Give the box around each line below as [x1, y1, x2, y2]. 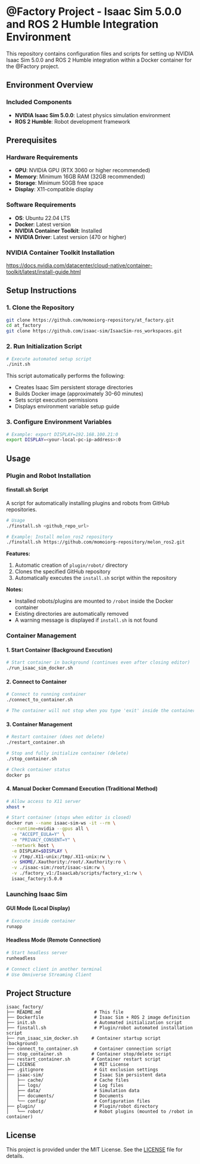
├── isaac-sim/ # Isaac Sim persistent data [6, 1072, 167, 1078]
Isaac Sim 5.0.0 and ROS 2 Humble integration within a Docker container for [6, 56, 192, 63]
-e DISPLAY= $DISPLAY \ [11, 848, 68, 854]
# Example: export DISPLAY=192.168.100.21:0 [6, 431, 118, 438]
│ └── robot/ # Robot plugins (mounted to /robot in [6, 1108, 193, 1115]
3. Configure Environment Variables [6, 418, 112, 426]
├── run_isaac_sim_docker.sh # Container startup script [6, 1035, 161, 1041]
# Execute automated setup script [6, 356, 92, 362]
